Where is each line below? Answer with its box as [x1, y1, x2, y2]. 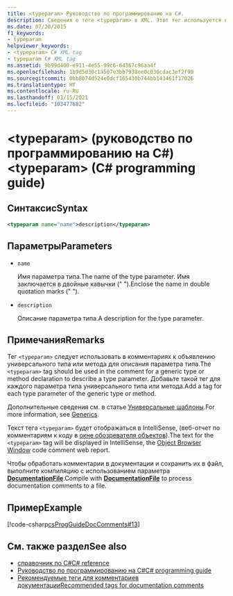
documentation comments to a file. [7, 481, 107, 490]
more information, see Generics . [7, 410, 99, 419]
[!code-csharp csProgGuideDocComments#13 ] [7, 520, 140, 529]
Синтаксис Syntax [7, 202, 88, 214]
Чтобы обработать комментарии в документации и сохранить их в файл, [7, 460, 224, 468]
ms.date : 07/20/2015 [7, 23, 67, 30]
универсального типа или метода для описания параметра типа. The [7, 360, 212, 369]
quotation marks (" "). [17, 287, 80, 296]
